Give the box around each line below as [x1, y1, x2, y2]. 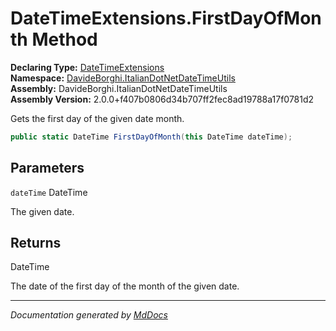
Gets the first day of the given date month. [10, 112, 185, 124]
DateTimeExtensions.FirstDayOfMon [10, 7, 322, 30]
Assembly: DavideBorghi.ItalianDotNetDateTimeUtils [10, 82, 228, 94]
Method [31, 28, 98, 51]
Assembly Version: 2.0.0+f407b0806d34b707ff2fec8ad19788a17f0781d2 [10, 93, 315, 105]
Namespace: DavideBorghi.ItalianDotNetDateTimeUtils [10, 72, 236, 84]
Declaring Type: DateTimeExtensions [10, 61, 165, 73]
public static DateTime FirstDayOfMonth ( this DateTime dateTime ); [10, 132, 293, 142]
